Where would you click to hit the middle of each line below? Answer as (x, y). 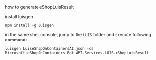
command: (16, 40)
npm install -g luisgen (30, 25)
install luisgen (19, 16)
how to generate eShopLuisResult (39, 7)
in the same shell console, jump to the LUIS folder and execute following (78, 34)
